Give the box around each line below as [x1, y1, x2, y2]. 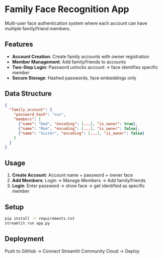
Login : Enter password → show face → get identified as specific [12, 183, 145, 189]
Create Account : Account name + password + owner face [12, 172, 133, 178]
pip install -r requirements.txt [5, 216, 75, 221]
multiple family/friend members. [5, 25, 71, 31]
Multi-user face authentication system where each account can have [5, 20, 147, 26]
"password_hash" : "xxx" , [14, 112, 66, 117]
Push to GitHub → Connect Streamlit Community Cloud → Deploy [5, 248, 140, 254]
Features [5, 40, 33, 49]
